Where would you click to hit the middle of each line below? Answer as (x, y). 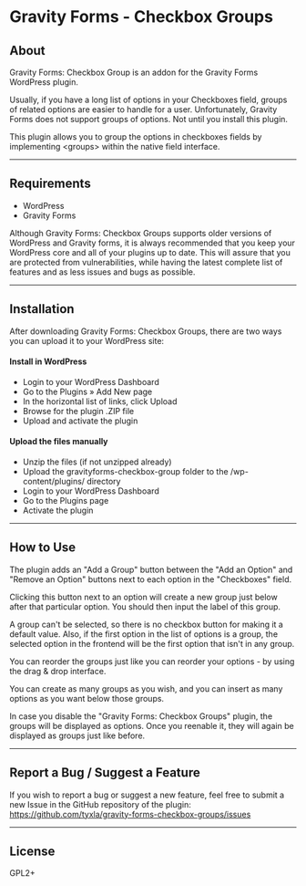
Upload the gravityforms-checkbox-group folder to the (126, 472)
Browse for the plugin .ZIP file (78, 411)
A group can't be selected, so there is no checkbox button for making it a (147, 624)
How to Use (43, 548)
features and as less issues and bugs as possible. (102, 272)
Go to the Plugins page (66, 501)
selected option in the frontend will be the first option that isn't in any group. (152, 643)
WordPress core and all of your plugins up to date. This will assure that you (150, 252)
